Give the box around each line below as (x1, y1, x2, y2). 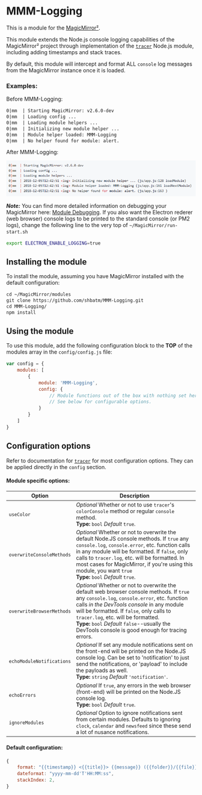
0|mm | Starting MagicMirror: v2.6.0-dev (6, 108, 114, 114)
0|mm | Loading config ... (6, 114, 77, 120)
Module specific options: (6, 477, 70, 484)
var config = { (6, 361, 44, 367)
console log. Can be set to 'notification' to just (76, 654, 189, 661)
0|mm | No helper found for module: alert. (6, 138, 120, 144)
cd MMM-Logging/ (6, 304, 47, 310)
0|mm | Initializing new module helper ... (6, 126, 120, 132)
